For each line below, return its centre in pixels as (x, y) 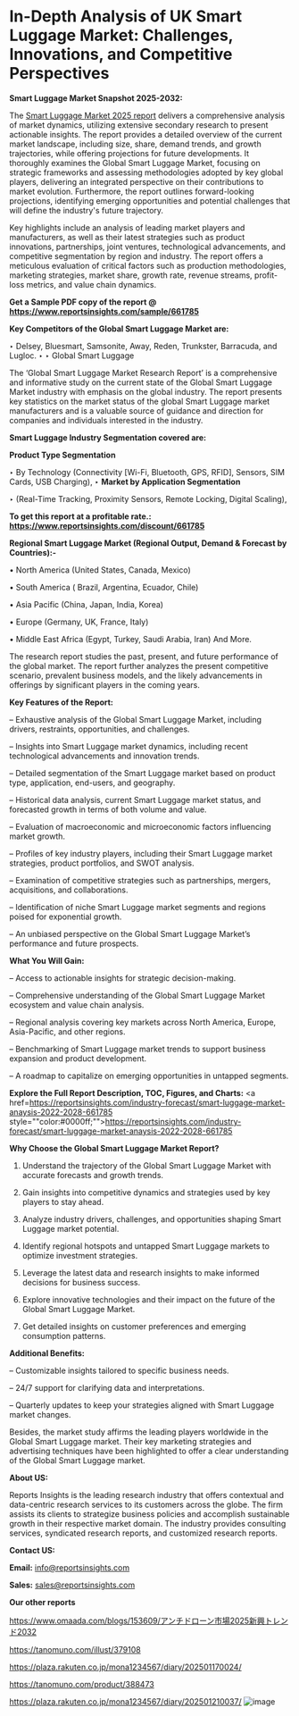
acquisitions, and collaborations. (69, 890)
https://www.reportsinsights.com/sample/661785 (104, 311)
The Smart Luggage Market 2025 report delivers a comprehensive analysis (147, 115)
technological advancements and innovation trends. (104, 756)
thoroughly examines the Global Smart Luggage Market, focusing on (135, 163)
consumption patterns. (64, 1335)
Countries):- (33, 552)
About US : (29, 1477)
